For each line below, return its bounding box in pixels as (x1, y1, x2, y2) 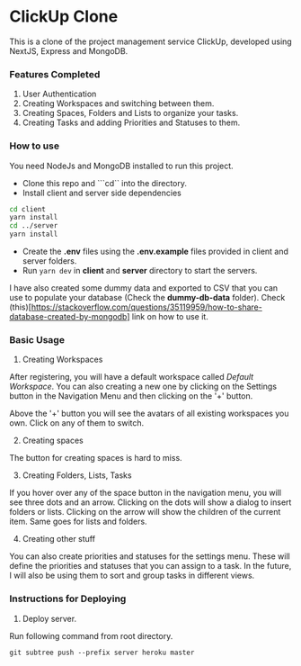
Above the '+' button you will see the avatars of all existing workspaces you (9, 408, 289, 419)
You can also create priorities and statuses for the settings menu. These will (9, 551, 290, 562)
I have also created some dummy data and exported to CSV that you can (9, 283, 279, 293)
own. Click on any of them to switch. (9, 418, 145, 428)
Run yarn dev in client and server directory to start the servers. (22, 265, 258, 276)
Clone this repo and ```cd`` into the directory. (22, 177, 187, 188)
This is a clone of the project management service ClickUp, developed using (9, 36, 292, 47)
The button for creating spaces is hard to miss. (9, 453, 182, 463)
